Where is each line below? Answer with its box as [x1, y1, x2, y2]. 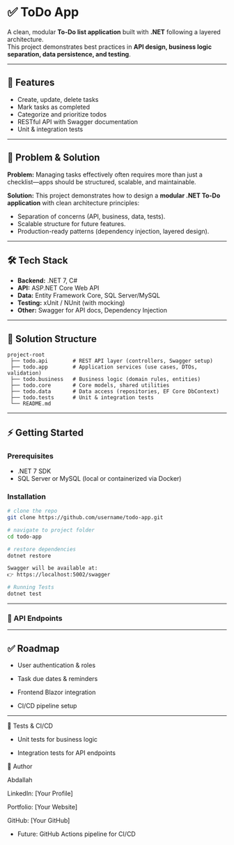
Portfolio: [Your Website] [7, 803, 78, 812]
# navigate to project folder [7, 526, 95, 534]
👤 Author [7, 762, 33, 771]
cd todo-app [7, 533, 42, 540]
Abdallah [7, 776, 33, 784]
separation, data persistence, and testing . [7, 50, 131, 58]
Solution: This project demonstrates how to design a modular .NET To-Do [7, 191, 221, 200]
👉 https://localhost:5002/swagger [7, 571, 111, 578]
